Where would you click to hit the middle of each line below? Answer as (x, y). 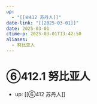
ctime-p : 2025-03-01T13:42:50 (44, 34)
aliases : (17, 39)
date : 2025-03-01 (28, 28)
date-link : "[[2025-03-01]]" (43, 23)
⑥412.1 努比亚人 (48, 77)
